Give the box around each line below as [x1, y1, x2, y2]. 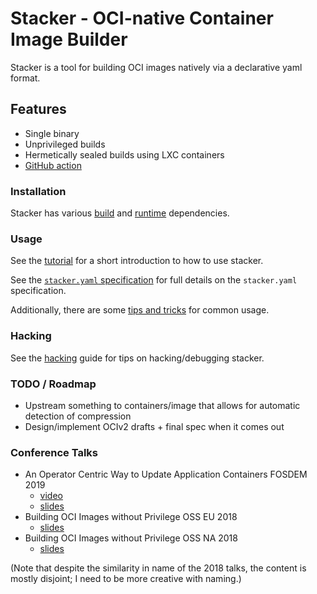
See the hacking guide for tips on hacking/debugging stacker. [10, 352, 265, 364]
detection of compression [24, 410, 132, 422]
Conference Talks [10, 445, 98, 459]
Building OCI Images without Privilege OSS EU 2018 [24, 511, 238, 523]
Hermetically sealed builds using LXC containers [24, 148, 225, 161]
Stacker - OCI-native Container [10, 7, 274, 30]
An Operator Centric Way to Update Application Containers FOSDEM [24, 468, 308, 481]
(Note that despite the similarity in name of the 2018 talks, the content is [10, 562, 307, 574]
